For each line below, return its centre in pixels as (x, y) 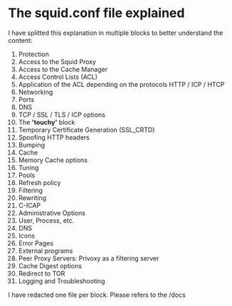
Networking (36, 92)
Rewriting (32, 198)
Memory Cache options (53, 160)
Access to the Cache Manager (63, 69)
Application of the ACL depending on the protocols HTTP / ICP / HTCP (121, 84)
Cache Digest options (50, 265)
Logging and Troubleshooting (62, 281)
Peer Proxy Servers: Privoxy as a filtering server (89, 258)
